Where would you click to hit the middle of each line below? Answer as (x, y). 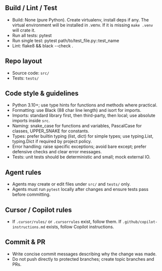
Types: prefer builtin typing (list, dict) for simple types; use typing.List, (83, 136)
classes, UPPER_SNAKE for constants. (51, 131)
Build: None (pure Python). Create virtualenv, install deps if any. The (80, 20)
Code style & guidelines (42, 94)
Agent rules (23, 172)
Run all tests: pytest (32, 35)
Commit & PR (25, 242)
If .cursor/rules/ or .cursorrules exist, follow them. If (67, 222)
